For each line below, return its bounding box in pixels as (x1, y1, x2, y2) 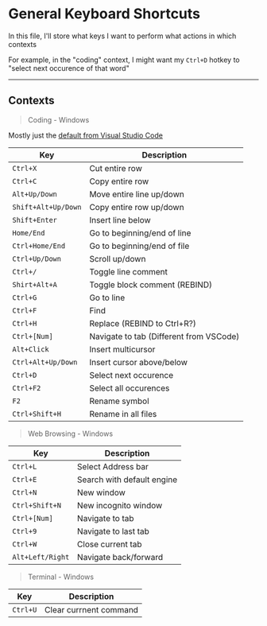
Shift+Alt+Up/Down (12, 202, 82, 212)
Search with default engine (76, 474, 178, 485)
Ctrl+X (12, 164, 37, 173)
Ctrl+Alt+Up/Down (12, 357, 78, 367)
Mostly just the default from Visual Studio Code (8, 130, 163, 140)
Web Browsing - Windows (27, 429, 114, 438)
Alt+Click (12, 344, 49, 354)
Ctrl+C (12, 177, 37, 185)
